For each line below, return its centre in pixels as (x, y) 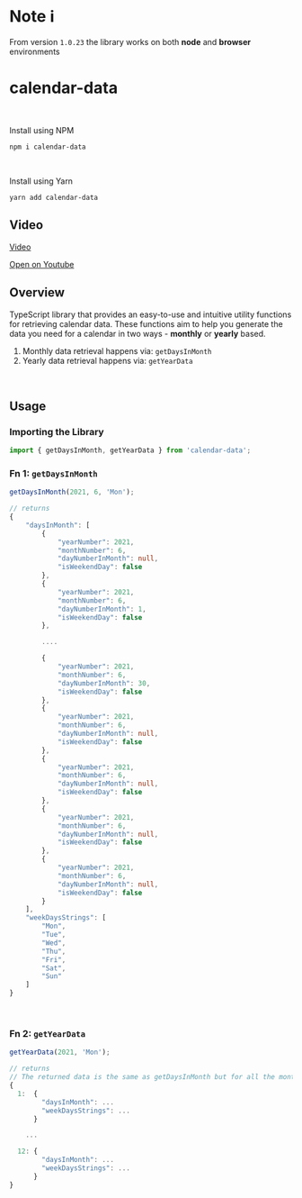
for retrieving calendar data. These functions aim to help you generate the (146, 323)
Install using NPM (42, 130)
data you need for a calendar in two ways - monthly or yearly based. (138, 333)
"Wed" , (54, 943)
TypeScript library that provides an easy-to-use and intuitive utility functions (151, 314)
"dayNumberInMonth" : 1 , (102, 609)
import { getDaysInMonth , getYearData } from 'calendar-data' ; (130, 450)
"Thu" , (54, 951)
